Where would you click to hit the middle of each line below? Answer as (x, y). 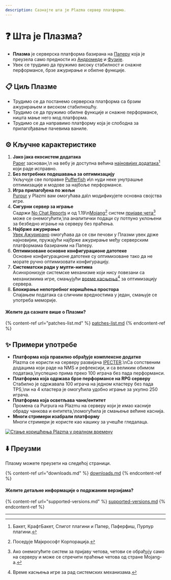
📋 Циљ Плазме (31, 86)
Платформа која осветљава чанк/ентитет (59, 400)
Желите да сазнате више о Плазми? (46, 312)
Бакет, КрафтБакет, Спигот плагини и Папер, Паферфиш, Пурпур (83, 526)
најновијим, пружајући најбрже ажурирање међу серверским (80, 240)
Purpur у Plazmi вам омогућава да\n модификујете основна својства (87, 195)
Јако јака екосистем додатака (47, 157)
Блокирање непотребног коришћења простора (66, 289)
